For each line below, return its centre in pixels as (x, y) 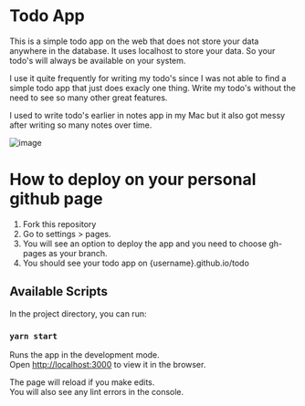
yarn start (33, 336)
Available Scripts (58, 291)
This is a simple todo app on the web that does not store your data (134, 41)
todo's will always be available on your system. (98, 60)
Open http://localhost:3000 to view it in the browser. (108, 364)
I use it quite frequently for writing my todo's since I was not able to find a (148, 78)
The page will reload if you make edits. (82, 382)
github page (56, 199)
